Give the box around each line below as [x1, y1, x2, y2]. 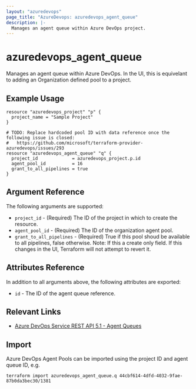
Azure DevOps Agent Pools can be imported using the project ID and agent [6, 355, 188, 362]
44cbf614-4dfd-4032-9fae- [119, 373, 183, 379]
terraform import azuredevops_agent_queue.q [6, 373, 117, 379]
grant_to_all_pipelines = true [11, 166, 88, 172]
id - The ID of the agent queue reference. [14, 290, 116, 297]
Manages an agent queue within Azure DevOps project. [11, 25, 146, 31]
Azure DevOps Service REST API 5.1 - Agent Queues [14, 322, 142, 329]
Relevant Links [6, 307, 61, 317]
